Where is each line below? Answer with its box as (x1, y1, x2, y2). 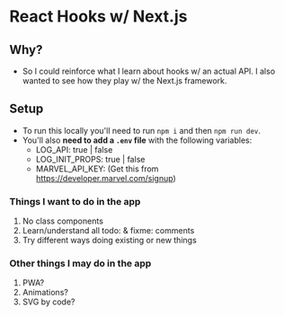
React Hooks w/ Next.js (9, 6, 188, 27)
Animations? (22, 287, 69, 298)
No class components (22, 215, 103, 226)
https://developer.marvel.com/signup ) (35, 172, 177, 183)
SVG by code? (22, 296, 75, 307)
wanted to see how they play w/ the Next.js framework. (22, 75, 227, 86)
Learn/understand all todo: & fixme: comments (22, 225, 195, 236)
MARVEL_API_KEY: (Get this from (35, 163, 159, 174)
